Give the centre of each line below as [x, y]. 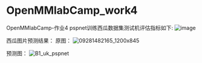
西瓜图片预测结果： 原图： [39, 40]
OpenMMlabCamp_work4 [72, 10]
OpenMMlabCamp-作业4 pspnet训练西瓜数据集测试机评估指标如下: [90, 28]
